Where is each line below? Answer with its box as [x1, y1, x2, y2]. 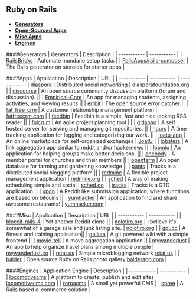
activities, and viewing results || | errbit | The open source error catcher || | [6, 100, 188, 107]
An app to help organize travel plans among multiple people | [6, 243, 155, 250]
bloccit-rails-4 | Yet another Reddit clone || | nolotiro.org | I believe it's [6, 218, 177, 225]
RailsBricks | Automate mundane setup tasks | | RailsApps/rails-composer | [6, 57, 189, 64]
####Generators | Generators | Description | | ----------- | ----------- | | [6, 50, 182, 58]
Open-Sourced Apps [14, 27, 67, 34]
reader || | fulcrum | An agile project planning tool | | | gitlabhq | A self [6, 118, 175, 126]
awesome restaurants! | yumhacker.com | [6, 200, 107, 207]
